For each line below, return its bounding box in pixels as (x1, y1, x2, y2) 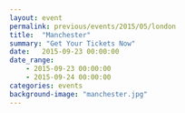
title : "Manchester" (9, 30, 92, 39)
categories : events (9, 81, 83, 90)
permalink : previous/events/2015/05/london (9, 22, 177, 31)
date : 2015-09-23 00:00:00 (9, 47, 120, 56)
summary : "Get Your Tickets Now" (9, 38, 136, 48)
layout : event (9, 13, 63, 23)
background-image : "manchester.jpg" (9, 89, 148, 98)
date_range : (9, 56, 54, 65)
